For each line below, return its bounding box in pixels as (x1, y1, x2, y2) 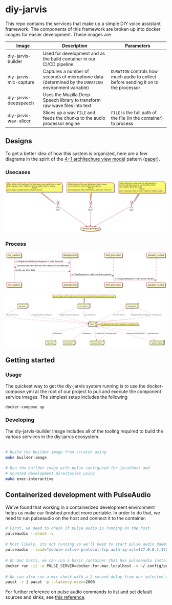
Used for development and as (42, 50, 105, 56)
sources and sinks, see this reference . (5, 594, 86, 600)
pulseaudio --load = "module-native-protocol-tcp (5, 547, 109, 552)
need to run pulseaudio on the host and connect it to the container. (5, 515, 146, 521)
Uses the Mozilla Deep (42, 92, 91, 98)
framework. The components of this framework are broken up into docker (5, 26, 161, 32)
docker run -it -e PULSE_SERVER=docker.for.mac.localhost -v (5, 563, 139, 569)
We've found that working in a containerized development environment (5, 504, 155, 510)
